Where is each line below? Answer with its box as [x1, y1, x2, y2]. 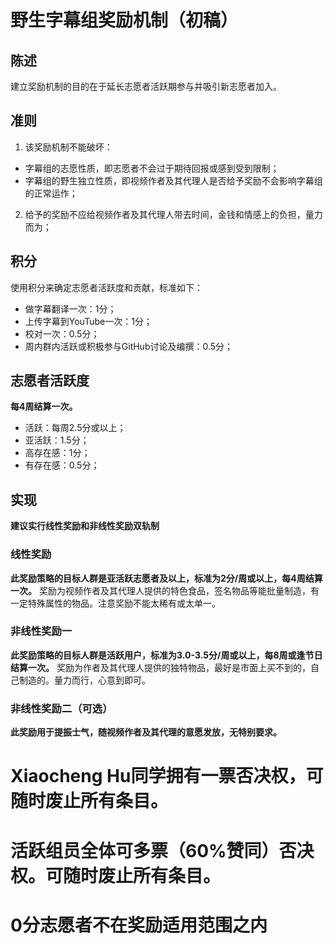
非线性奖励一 [10, 624, 73, 638]
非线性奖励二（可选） [10, 701, 113, 715]
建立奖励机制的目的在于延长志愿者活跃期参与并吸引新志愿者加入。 [10, 81, 282, 92]
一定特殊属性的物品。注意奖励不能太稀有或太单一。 [10, 597, 221, 609]
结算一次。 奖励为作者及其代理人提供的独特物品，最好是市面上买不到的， [10, 661, 311, 673]
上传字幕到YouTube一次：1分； [24, 315, 153, 327]
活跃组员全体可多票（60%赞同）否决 [10, 839, 315, 862]
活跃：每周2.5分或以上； [24, 422, 127, 434]
